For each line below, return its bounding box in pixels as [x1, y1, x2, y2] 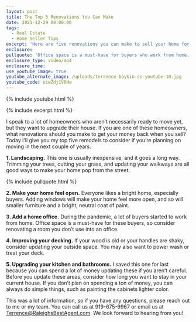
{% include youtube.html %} [6, 95, 74, 102]
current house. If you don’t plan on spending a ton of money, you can [6, 279, 173, 286]
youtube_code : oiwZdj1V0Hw [6, 80, 72, 85]
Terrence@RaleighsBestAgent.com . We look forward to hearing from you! [6, 310, 184, 316]
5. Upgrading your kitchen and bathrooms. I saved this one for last [6, 261, 169, 268]
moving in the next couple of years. [6, 143, 92, 150]
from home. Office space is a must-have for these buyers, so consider [6, 220, 176, 226]
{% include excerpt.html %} [6, 107, 73, 114]
